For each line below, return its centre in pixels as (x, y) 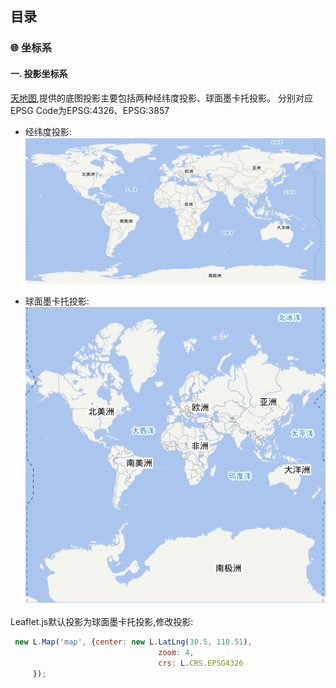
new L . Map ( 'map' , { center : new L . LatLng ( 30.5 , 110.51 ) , (133, 642)
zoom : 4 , (176, 653)
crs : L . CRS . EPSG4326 (201, 663)
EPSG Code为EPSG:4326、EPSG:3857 (90, 110)
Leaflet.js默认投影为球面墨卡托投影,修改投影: (102, 622)
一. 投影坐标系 (39, 73)
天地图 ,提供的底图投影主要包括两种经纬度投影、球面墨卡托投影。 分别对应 (161, 98)
